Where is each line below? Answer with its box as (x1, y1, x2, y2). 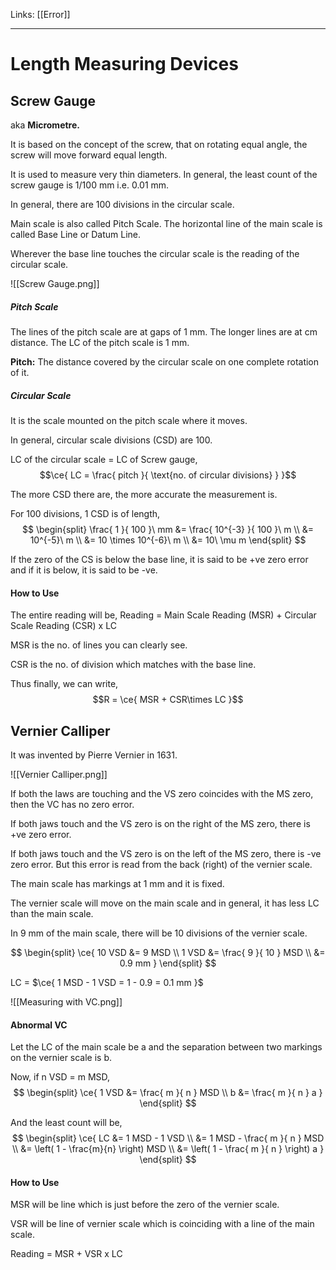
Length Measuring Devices (10, 53, 239, 76)
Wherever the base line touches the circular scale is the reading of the (10, 248, 300, 259)
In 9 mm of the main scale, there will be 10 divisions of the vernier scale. (10, 927, 308, 939)
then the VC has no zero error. (10, 798, 135, 810)
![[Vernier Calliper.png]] (10, 768, 108, 780)
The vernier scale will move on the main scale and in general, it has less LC (10, 897, 320, 909)
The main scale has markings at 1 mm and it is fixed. (10, 877, 225, 889)
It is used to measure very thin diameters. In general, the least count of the (10, 169, 318, 180)
